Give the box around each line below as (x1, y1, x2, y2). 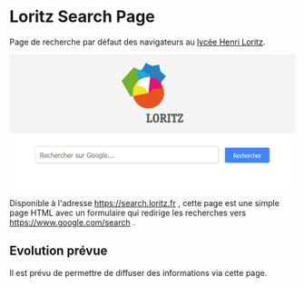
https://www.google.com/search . (9, 217, 135, 228)
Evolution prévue (9, 243, 108, 259)
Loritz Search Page (9, 6, 156, 27)
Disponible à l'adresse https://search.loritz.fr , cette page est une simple (9, 198, 279, 209)
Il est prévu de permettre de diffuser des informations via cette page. (9, 267, 268, 278)
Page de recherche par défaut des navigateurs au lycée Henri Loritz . (9, 36, 266, 47)
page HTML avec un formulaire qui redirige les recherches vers (9, 207, 247, 219)
